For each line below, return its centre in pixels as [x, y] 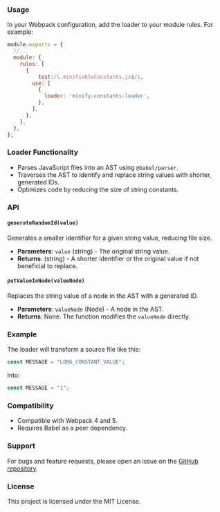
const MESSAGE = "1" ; [38, 388]
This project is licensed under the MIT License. [74, 501]
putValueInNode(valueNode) [46, 281]
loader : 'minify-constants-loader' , [97, 96]
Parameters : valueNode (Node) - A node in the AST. [90, 310]
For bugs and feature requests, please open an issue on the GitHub [103, 461]
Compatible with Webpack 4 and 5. [67, 421]
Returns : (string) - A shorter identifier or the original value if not [108, 258]
